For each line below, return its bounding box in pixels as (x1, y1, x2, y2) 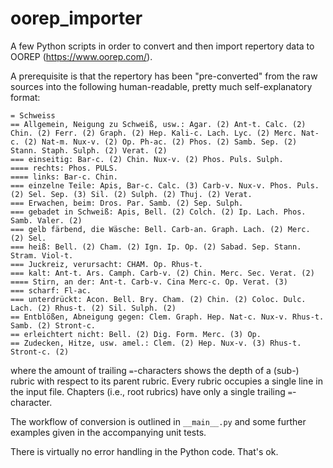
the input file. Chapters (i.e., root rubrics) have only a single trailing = (10, 385, 293, 397)
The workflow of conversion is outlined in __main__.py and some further (10, 415, 307, 427)
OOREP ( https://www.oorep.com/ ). (10, 50, 153, 62)
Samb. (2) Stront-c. (10, 320, 97, 331)
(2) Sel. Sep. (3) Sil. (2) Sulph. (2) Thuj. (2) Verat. (10, 189, 253, 199)
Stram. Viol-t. (10, 250, 74, 261)
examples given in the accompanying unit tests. (10, 426, 207, 438)
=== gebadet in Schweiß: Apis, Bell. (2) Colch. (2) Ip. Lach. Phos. (10, 207, 307, 217)
